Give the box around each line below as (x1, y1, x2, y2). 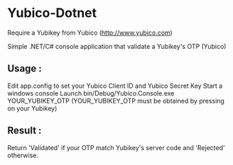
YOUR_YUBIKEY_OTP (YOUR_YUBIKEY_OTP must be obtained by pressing (7, 96, 225, 105)
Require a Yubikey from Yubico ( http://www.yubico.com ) (7, 28, 173, 37)
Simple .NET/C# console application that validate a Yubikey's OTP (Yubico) (7, 42, 227, 50)
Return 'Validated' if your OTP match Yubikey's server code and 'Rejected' (7, 143, 225, 152)
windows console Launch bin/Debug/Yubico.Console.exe (7, 89, 175, 97)
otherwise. (7, 151, 39, 159)
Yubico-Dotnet (7, 5, 97, 21)
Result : (7, 125, 42, 137)
